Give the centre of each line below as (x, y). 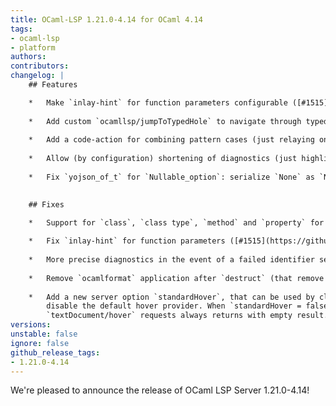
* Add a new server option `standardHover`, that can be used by (171, 297)
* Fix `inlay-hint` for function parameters (127, 241)
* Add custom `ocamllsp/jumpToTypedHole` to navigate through (165, 121)
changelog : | (37, 76)
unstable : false (44, 334)
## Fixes (46, 204)
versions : (31, 325)
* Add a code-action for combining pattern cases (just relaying (171, 140)
